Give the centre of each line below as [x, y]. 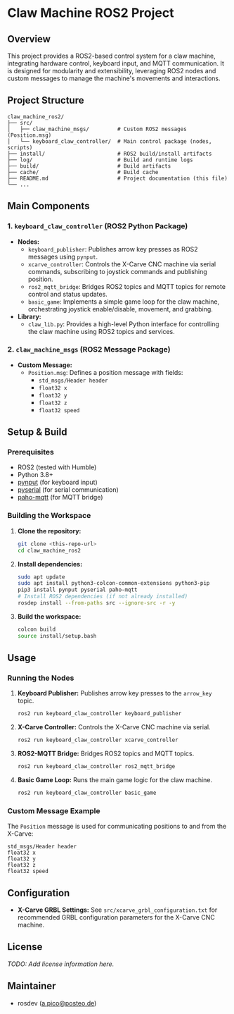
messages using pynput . [63, 256]
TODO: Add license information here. [61, 964]
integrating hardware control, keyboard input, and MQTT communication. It [116, 63]
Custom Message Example [54, 810]
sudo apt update [41, 577]
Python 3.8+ [35, 475]
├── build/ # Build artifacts [89, 166]
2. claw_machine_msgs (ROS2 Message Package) [89, 350]
